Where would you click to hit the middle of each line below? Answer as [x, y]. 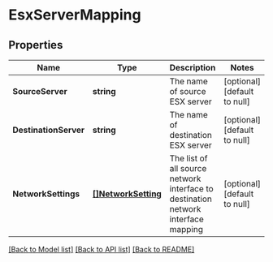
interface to [191, 189]
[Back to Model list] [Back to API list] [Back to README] [102, 249]
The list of [188, 158]
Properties [36, 45]
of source [188, 91]
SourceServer [40, 91]
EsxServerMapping [75, 15]
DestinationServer [49, 130]
